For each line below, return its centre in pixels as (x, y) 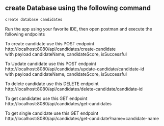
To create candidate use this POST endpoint (50, 43)
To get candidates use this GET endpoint (46, 98)
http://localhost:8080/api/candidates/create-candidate (61, 49)
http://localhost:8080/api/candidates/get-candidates (58, 103)
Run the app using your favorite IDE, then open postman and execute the (79, 29)
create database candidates (34, 19)
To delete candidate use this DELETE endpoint (52, 84)
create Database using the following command (78, 8)
